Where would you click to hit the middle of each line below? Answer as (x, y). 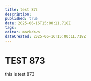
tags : (10, 28)
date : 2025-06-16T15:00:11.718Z (38, 23)
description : (18, 14)
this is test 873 (20, 74)
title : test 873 (21, 9)
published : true (21, 18)
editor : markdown (23, 32)
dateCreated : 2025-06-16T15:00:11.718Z (45, 37)
